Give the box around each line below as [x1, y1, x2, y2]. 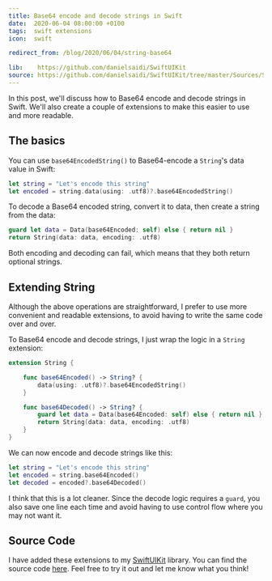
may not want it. [8, 511, 62, 520]
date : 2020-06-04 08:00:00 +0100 [8, 19, 125, 28]
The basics [8, 134, 66, 148]
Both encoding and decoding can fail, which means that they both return [8, 248, 250, 258]
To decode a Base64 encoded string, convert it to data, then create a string [8, 201, 260, 211]
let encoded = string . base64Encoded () [8, 471, 139, 479]
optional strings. [8, 257, 62, 267]
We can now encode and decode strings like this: [8, 447, 173, 457]
